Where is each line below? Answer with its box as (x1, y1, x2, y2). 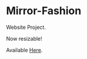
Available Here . (6, 46, 43, 54)
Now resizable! (6, 35, 42, 42)
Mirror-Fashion (6, 4, 82, 18)
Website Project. (6, 24, 46, 31)
